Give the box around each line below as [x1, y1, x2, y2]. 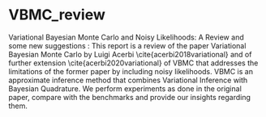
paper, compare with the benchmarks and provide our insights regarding [8, 92, 251, 102]
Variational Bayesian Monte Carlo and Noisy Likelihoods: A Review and [8, 32, 245, 42]
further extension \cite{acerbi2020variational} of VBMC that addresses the [8, 58, 259, 68]
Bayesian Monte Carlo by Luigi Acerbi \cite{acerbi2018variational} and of [8, 49, 252, 59]
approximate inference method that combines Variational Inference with [8, 75, 248, 85]
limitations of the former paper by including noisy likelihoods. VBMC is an [8, 66, 254, 76]
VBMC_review [8, 6, 105, 24]
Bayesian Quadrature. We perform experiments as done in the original [8, 83, 242, 94]
